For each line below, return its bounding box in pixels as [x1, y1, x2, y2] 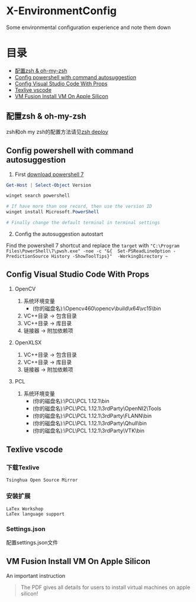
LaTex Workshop [6, 505, 44, 512]
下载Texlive [6, 463, 40, 472]
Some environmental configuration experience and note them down [6, 24, 171, 31]
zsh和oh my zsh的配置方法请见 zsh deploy [6, 128, 108, 135]
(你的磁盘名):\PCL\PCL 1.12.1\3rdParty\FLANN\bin [32, 412, 152, 419]
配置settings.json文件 [6, 539, 58, 546]
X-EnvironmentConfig [6, 4, 117, 18]
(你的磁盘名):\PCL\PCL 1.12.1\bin [32, 397, 110, 404]
